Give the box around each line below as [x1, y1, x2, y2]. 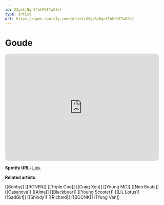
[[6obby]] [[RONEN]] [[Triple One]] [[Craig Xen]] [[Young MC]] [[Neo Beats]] [5, 184, 159, 190]
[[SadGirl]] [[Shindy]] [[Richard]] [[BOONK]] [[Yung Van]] [5, 194, 120, 200]
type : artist [5, 12, 32, 17]
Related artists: [5, 174, 37, 181]
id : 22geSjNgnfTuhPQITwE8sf [5, 7, 62, 12]
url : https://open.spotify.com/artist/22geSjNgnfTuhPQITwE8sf [5, 16, 134, 21]
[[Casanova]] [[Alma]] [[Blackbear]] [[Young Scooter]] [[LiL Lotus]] [5, 189, 140, 195]
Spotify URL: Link [5, 165, 41, 171]
